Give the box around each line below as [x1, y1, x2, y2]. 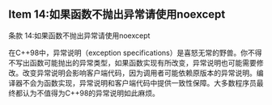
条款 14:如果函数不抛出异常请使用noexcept [8, 31, 151, 40]
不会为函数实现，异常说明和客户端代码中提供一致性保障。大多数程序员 [22, 78, 257, 87]
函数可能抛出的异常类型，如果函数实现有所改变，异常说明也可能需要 [29, 57, 257, 67]
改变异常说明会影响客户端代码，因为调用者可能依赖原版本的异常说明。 [22, 68, 257, 78]
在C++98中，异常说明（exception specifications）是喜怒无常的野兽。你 [8, 48, 249, 57]
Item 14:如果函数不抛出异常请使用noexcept [8, 7, 226, 22]
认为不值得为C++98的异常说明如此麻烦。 [22, 88, 160, 98]
